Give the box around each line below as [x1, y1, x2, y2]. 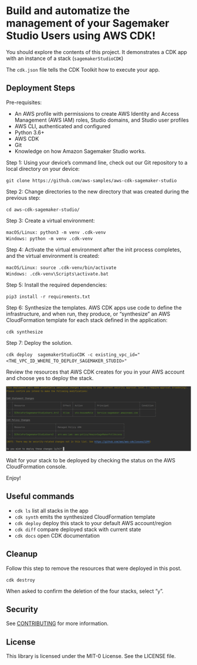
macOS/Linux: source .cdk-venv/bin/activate [6, 264, 117, 271]
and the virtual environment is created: [6, 252, 100, 259]
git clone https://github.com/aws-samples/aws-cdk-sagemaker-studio [6, 177, 177, 183]
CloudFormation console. [6, 463, 67, 470]
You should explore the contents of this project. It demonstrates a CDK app [6, 48, 188, 55]
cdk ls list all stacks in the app [14, 507, 89, 514]
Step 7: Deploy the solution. [6, 339, 73, 346]
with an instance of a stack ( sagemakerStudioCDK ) [6, 55, 124, 62]
